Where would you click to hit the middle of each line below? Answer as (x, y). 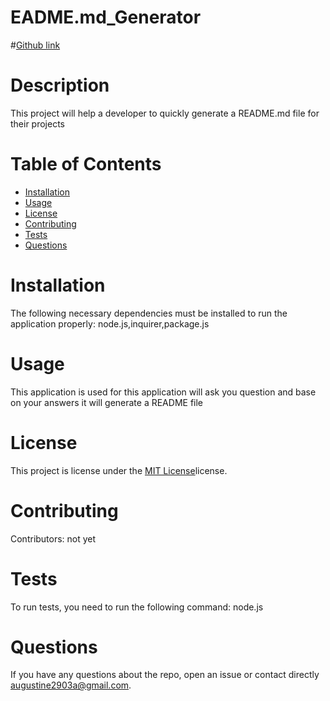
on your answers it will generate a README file (107, 402)
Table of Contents (86, 164)
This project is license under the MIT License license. (119, 470)
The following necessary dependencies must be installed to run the (149, 313)
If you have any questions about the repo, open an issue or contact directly (165, 675)
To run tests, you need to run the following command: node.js (137, 607)
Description (60, 85)
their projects (38, 123)
